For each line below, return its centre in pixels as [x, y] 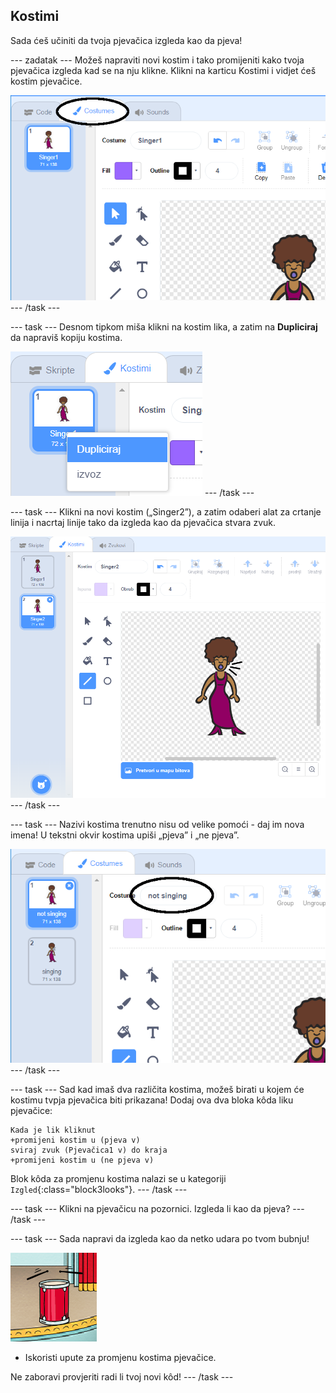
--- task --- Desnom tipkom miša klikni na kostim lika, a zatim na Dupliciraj [164, 326]
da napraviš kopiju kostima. [66, 337]
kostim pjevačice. [46, 81]
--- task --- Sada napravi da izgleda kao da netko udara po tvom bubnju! [160, 1238]
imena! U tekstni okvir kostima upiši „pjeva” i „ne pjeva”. [125, 835]
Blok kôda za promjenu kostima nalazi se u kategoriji [118, 1178]
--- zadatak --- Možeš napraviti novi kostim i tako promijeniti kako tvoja [157, 60]
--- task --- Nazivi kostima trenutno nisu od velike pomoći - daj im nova [157, 825]
